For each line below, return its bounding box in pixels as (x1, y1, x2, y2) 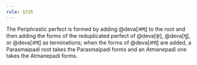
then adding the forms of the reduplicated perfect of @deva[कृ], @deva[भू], (6, 32, 191, 39)
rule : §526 (6, 8, 34, 15)
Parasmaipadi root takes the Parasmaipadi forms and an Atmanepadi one (6, 46, 187, 53)
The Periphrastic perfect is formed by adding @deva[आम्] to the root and (6, 25, 186, 32)
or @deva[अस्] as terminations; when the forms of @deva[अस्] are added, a (6, 39, 192, 46)
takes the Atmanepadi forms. (6, 52, 78, 59)
